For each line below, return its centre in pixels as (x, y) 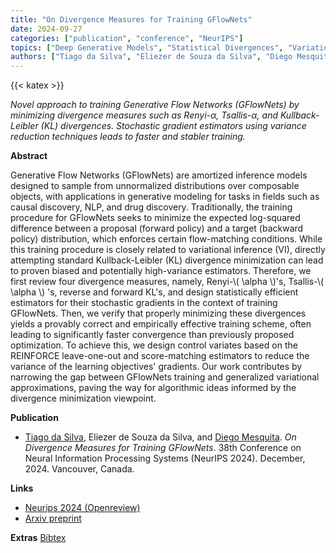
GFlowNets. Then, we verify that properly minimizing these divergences (158, 313)
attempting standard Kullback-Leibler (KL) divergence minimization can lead (167, 260)
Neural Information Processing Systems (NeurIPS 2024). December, (165, 458)
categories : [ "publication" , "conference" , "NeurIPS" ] (127, 38)
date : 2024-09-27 (46, 29)
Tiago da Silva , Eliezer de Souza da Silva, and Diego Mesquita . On (160, 437)
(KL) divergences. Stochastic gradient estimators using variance (173, 126)
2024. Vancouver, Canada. (79, 469)
